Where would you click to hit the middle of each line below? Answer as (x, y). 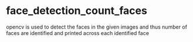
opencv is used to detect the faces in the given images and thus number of (97, 27)
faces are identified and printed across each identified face (78, 33)
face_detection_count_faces (77, 11)
